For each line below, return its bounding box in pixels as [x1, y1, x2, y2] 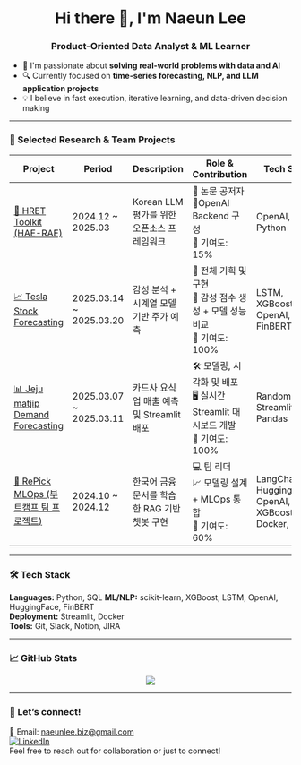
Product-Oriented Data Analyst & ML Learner [50, 40, 251, 53]
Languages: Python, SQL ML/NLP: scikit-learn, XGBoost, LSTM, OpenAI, [9, 592, 279, 603]
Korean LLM [133, 195, 184, 208]
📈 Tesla [13, 290, 48, 303]
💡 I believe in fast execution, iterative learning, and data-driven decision [21, 93, 288, 104]
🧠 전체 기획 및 [192, 264, 247, 277]
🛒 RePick [13, 475, 52, 487]
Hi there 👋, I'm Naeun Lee [55, 8, 246, 29]
